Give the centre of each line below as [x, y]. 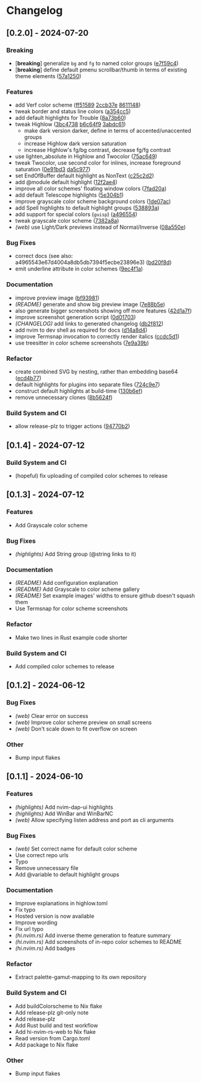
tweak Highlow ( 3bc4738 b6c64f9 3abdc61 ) [70, 124]
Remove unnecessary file [47, 868]
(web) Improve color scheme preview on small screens [83, 722]
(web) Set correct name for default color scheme [76, 849]
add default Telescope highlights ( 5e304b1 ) [69, 195]
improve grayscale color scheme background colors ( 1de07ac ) [93, 202]
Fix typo [25, 910]
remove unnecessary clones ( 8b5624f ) [64, 398]
